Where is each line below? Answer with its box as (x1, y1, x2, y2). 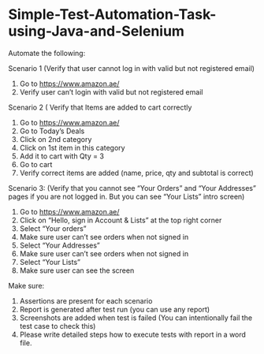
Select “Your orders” (19, 223, 87, 233)
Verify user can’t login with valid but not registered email (19, 87, 203, 96)
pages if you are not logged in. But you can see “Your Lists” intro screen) (8, 192, 245, 201)
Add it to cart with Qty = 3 (19, 151, 105, 161)
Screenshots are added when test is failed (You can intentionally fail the (19, 313, 253, 322)
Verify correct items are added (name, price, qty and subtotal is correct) (19, 168, 254, 177)
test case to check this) (19, 321, 96, 330)
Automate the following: (8, 48, 86, 58)
